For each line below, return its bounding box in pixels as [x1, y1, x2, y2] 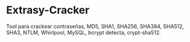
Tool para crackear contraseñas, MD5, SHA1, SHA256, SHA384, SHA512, [6, 23, 184, 30]
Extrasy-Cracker [6, 3, 90, 17]
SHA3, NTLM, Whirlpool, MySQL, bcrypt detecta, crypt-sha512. [6, 29, 161, 36]
